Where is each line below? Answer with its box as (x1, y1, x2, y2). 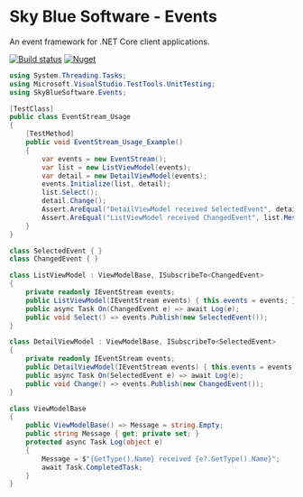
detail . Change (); (41, 197, 106, 206)
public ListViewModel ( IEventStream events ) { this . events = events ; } (25, 296, 297, 305)
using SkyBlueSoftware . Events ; (9, 87, 127, 97)
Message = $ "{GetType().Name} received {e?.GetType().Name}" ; (41, 454, 280, 464)
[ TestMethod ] (25, 129, 75, 139)
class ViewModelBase (9, 404, 87, 413)
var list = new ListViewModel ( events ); (41, 162, 192, 172)
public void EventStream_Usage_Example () (25, 138, 183, 147)
